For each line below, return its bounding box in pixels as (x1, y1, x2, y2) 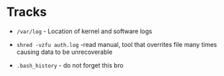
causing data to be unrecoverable (16, 48, 113, 56)
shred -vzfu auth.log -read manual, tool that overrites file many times (16, 40, 217, 48)
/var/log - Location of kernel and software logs (16, 27, 153, 35)
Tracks (6, 4, 47, 20)
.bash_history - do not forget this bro (16, 61, 124, 69)
